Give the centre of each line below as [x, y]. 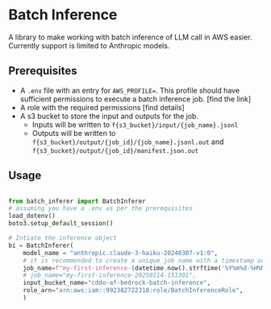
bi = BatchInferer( [41, 245]
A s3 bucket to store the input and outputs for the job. [109, 116]
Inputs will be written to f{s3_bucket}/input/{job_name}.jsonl [135, 124]
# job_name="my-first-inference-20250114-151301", [110, 275]
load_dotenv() [32, 216]
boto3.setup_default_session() [61, 224]
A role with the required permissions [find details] [102, 107]
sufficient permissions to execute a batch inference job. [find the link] [135, 99]
